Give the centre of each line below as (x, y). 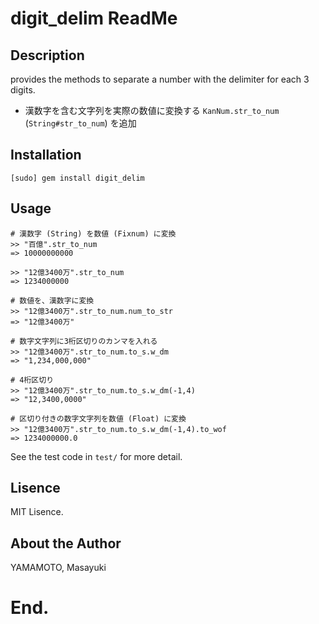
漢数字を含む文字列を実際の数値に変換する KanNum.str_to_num (152, 110)
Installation (46, 155)
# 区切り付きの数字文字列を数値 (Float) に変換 (98, 418)
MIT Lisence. (37, 512)
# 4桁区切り (32, 380)
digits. (23, 90)
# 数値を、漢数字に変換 (52, 300)
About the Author (66, 543)
